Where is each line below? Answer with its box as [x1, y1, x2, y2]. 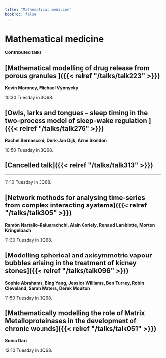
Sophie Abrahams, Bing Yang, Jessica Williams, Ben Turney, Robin [5, 280, 145, 286]
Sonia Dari [5, 338, 27, 344]
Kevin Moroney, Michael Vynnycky [5, 85, 79, 91]
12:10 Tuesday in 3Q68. [5, 347, 53, 353]
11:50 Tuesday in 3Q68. [5, 295, 53, 301]
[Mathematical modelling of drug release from [5, 64, 150, 72]
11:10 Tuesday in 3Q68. [5, 179, 52, 185]
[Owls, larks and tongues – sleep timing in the [5, 108, 148, 117]
